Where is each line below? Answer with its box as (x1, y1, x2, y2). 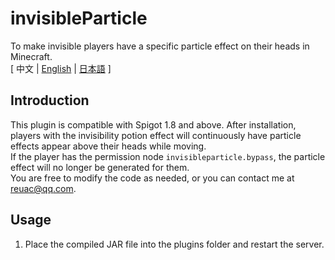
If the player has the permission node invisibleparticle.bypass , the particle (10, 150, 326, 162)
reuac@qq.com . (10, 182, 77, 194)
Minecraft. (10, 50, 53, 62)
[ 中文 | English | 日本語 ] (10, 62, 112, 74)
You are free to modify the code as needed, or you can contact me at (10, 172, 295, 184)
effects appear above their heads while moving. (10, 140, 207, 152)
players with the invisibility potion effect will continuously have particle (10, 129, 302, 141)
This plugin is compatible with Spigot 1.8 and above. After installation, (10, 118, 297, 131)
